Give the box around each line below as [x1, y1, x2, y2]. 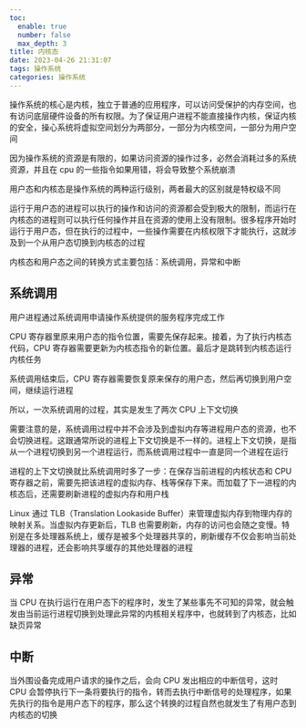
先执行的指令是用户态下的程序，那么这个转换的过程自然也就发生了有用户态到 [9, 698, 297, 709]
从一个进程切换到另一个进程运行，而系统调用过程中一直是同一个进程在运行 [9, 446, 289, 457]
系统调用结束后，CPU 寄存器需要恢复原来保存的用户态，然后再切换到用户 [9, 373, 284, 384]
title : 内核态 [9, 47, 59, 57]
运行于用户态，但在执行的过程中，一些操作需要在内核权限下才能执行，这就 [9, 225, 289, 236]
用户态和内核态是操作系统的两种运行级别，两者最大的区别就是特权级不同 [9, 183, 280, 194]
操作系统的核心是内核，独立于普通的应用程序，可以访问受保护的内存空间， [9, 99, 289, 109]
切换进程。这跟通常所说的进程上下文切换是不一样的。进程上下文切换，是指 [16, 434, 297, 445]
